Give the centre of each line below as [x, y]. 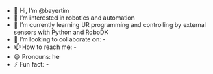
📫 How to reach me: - [45, 47]
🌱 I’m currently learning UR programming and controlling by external [110, 25]
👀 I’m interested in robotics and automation [74, 18]
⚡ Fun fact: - [31, 64]
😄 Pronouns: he [36, 57]
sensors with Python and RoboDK [61, 32]
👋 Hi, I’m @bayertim [41, 11]
